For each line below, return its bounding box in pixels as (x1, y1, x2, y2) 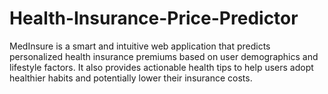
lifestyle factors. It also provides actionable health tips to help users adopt (9, 61, 314, 73)
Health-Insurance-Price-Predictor (9, 7, 299, 30)
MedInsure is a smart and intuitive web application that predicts (9, 40, 271, 52)
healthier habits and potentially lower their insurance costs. (9, 72, 253, 84)
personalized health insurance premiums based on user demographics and (9, 50, 319, 62)
